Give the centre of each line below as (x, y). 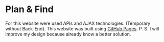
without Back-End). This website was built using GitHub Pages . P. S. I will (82, 28)
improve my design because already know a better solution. (68, 34)
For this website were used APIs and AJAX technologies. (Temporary (78, 23)
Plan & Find (29, 9)
